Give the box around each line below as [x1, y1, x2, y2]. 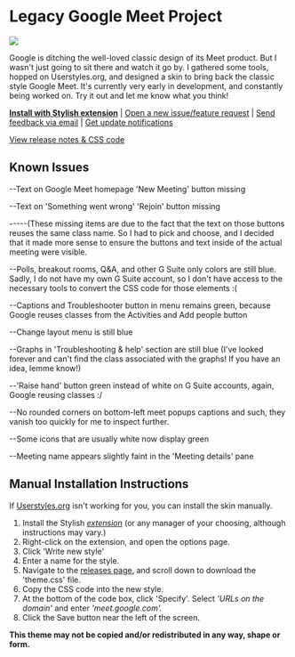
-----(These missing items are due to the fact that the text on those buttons [9, 218, 285, 229]
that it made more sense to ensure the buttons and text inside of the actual [9, 237, 283, 247]
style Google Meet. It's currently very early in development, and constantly [9, 80, 283, 91]
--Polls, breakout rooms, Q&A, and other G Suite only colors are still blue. [9, 264, 277, 274]
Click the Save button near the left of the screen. [21, 612, 201, 622]
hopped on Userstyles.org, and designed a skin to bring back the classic [9, 71, 275, 82]
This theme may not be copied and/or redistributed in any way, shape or [9, 629, 281, 640]
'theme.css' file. [21, 574, 82, 585]
